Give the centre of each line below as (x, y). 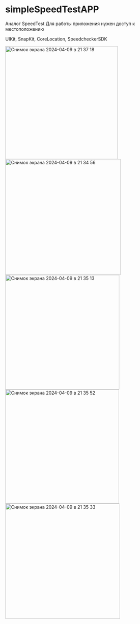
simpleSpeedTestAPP (52, 9)
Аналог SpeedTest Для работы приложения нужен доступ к (70, 24)
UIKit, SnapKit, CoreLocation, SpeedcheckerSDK (56, 39)
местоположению (25, 29)
